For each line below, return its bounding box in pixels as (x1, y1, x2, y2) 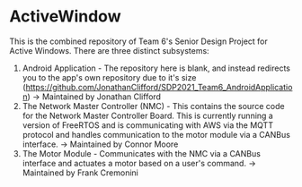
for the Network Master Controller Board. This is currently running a (22, 110, 274, 121)
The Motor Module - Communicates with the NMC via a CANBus (22, 148, 261, 158)
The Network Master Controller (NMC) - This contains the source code (22, 100, 285, 111)
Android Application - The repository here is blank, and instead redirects (22, 63, 290, 73)
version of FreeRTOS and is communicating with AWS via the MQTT (22, 119, 274, 131)
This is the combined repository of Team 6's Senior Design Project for (9, 36, 268, 47)
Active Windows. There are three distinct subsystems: (9, 45, 209, 55)
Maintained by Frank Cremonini (22, 167, 139, 178)
